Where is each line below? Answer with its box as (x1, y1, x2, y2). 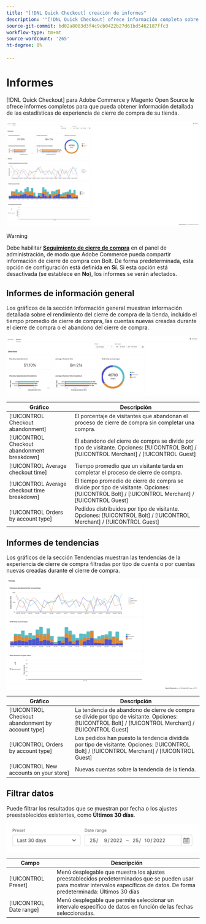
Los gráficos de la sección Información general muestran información (6, 304, 183, 312)
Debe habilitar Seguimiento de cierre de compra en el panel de (6, 244, 167, 251)
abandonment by (9, 719, 52, 727)
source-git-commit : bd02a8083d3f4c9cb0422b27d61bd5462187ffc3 (6, 23, 169, 29)
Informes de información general (6, 288, 135, 299)
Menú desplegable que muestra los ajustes (56, 868, 166, 876)
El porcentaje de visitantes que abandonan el (74, 413, 188, 420)
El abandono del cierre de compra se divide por (74, 437, 194, 445)
